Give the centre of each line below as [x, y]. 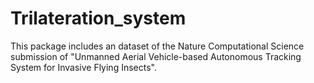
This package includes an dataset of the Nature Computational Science [157, 46]
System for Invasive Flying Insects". [83, 67]
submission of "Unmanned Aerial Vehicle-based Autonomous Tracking [156, 56]
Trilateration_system [98, 18]
